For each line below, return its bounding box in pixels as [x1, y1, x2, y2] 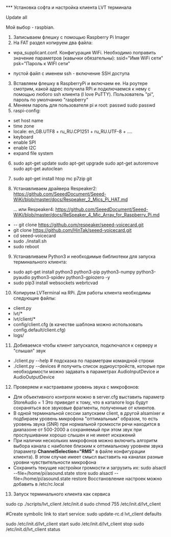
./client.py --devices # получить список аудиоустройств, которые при [13, 363, 165, 369]
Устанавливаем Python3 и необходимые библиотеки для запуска [13, 253, 156, 260]
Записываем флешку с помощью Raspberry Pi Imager [13, 34, 130, 40]
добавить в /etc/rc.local [13, 481, 64, 487]
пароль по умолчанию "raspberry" [13, 97, 89, 103]
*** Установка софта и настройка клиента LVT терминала [6, 5, 132, 10]
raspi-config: [13, 108, 41, 113]
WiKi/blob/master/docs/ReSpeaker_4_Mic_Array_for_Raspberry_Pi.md [13, 212, 160, 217]
